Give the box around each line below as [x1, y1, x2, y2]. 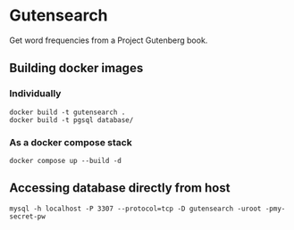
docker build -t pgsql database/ [9, 115, 134, 125]
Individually [9, 87, 62, 100]
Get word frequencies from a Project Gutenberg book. [9, 35, 208, 45]
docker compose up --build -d [9, 156, 122, 165]
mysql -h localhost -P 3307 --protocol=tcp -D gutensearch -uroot [9, 204, 262, 213]
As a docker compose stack [9, 136, 132, 148]
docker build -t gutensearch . [9, 108, 126, 117]
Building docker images [9, 61, 144, 76]
